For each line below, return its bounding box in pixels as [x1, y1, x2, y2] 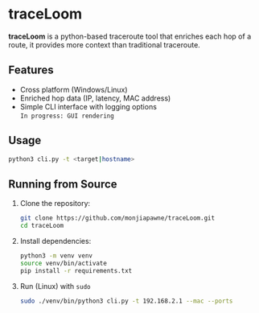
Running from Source [8, 177, 118, 191]
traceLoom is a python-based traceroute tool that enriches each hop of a [8, 31, 252, 41]
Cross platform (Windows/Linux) [19, 84, 128, 94]
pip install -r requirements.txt [19, 266, 133, 274]
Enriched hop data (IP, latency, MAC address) [19, 93, 171, 103]
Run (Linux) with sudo [19, 281, 91, 290]
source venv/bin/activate [19, 259, 107, 267]
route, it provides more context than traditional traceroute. [8, 39, 201, 49]
